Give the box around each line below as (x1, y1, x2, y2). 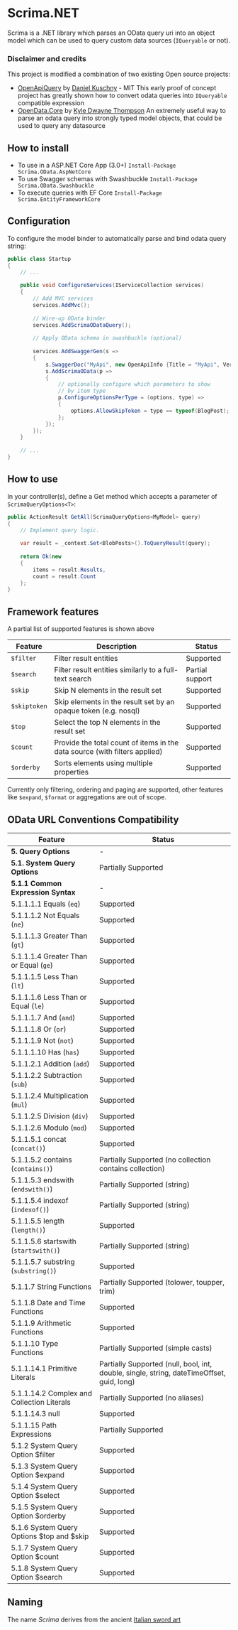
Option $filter (11, 1450, 55, 1459)
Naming (7, 1597, 43, 1609)
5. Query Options (11, 846, 70, 856)
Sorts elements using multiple (54, 758, 153, 768)
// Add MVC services (33, 295, 93, 303)
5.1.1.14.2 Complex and (11, 1388, 92, 1398)
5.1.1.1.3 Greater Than (11, 931, 88, 941)
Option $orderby (11, 1511, 66, 1521)
